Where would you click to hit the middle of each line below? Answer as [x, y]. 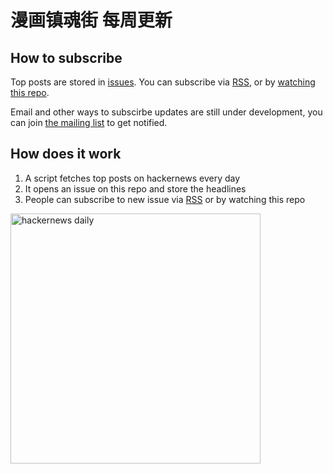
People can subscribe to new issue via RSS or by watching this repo [165, 199]
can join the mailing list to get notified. [89, 122]
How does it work [66, 154]
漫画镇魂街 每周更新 [91, 20]
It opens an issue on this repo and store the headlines [135, 188]
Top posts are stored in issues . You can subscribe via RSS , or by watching [163, 82]
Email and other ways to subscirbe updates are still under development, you [166, 112]
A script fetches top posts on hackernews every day [132, 178]
